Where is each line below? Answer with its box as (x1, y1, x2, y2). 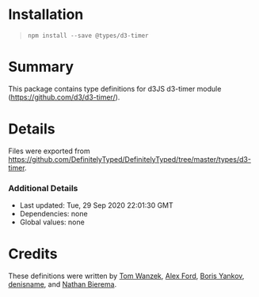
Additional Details (8, 182, 78, 194)
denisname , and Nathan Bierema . (8, 280, 117, 289)
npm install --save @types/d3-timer (27, 32, 149, 39)
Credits (8, 245, 58, 263)
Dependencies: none (19, 209, 89, 219)
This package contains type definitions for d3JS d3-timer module (8, 84, 222, 93)
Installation (8, 6, 84, 24)
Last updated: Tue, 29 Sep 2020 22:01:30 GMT (19, 201, 174, 210)
